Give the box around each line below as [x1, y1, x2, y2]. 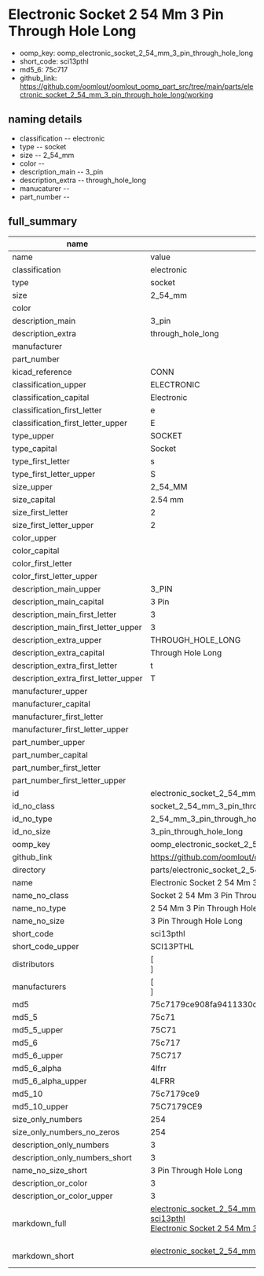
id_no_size [12, 826, 51, 837]
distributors [12, 959, 55, 970]
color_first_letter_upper [12, 570, 98, 581]
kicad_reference [12, 366, 72, 377]
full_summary [8, 214, 78, 229]
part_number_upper [12, 736, 86, 747]
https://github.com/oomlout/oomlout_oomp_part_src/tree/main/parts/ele [19, 81, 254, 91]
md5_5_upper [12, 1024, 64, 1035]
